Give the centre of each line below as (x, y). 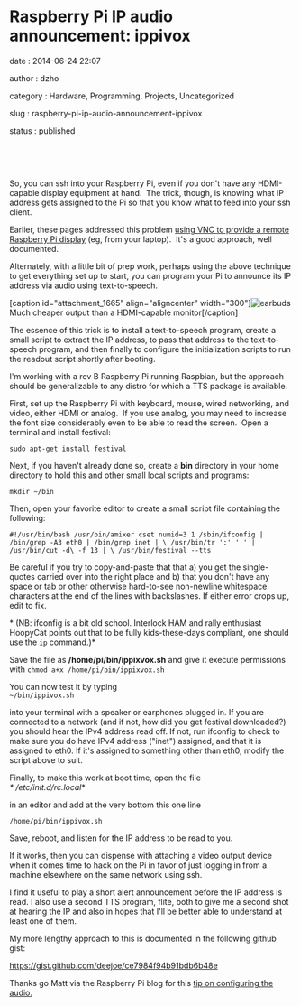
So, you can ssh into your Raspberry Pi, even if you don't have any (133, 183)
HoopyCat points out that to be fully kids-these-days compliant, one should (150, 632)
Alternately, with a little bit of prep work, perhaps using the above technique (150, 266)
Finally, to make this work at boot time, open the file (105, 778)
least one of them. (43, 921)
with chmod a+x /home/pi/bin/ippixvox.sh (87, 669)
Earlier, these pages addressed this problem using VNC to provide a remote (150, 229)
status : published (42, 130)
